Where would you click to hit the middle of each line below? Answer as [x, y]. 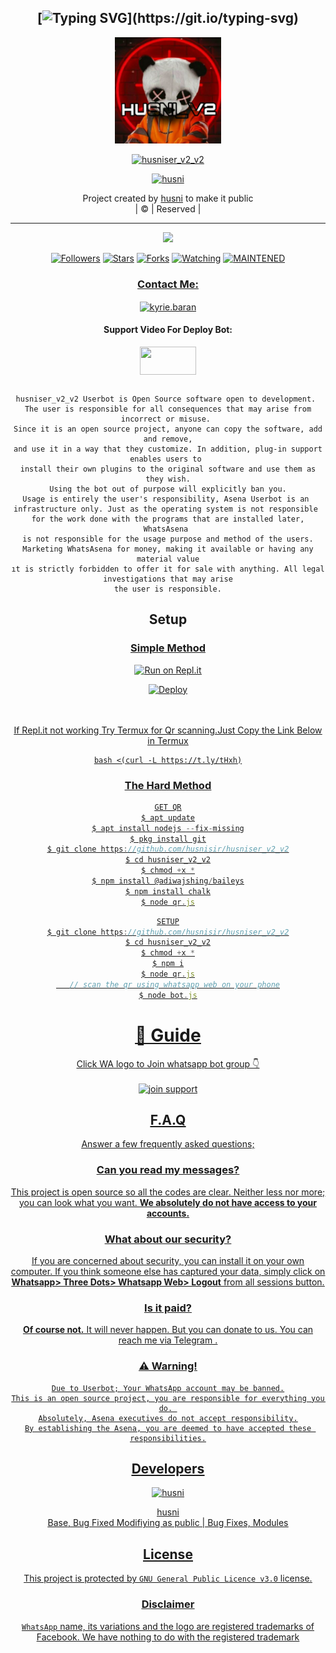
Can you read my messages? [168, 1170]
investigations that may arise [168, 579]
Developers [168, 1469]
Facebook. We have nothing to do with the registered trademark [168, 1637]
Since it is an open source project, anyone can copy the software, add [168, 429]
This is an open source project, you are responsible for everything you [168, 1398]
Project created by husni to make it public [168, 198]
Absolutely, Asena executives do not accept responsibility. [168, 1418]
